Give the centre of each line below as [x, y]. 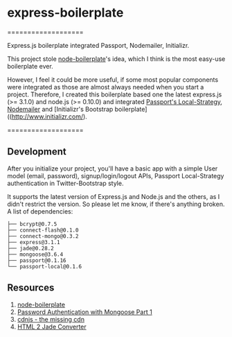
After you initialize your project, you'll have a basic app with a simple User [113, 168]
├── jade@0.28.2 [30, 248]
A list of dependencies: [40, 211]
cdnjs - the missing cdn [51, 319]
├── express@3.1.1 [34, 242]
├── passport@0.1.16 [37, 260]
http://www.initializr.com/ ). [50, 116]
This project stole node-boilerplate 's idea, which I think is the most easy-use [116, 59]
